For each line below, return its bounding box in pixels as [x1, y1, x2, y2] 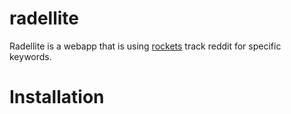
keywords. [9, 50, 52, 62]
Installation [9, 86, 105, 109]
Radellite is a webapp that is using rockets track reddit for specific [9, 40, 282, 52]
